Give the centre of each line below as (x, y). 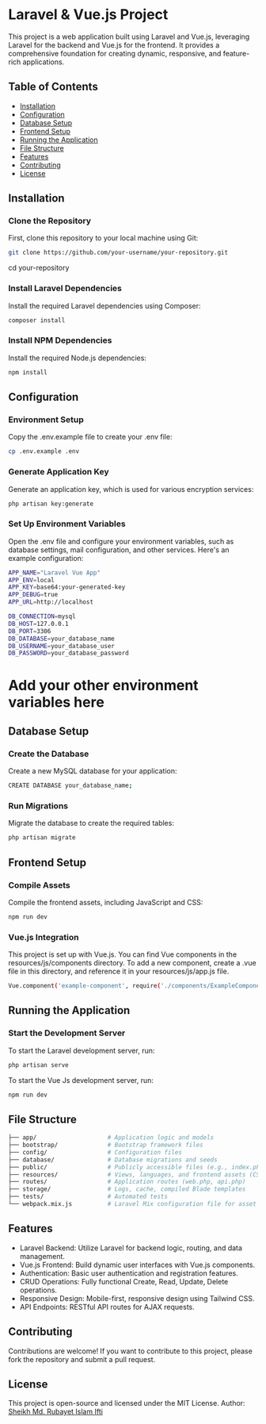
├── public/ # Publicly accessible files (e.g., (118, 1167)
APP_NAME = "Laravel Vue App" (55, 573)
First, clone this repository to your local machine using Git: (103, 238)
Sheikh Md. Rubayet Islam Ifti (55, 1412)
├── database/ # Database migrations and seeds (113, 1160)
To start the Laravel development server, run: (82, 1050)
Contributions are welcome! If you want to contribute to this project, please (131, 1351)
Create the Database (49, 754)
